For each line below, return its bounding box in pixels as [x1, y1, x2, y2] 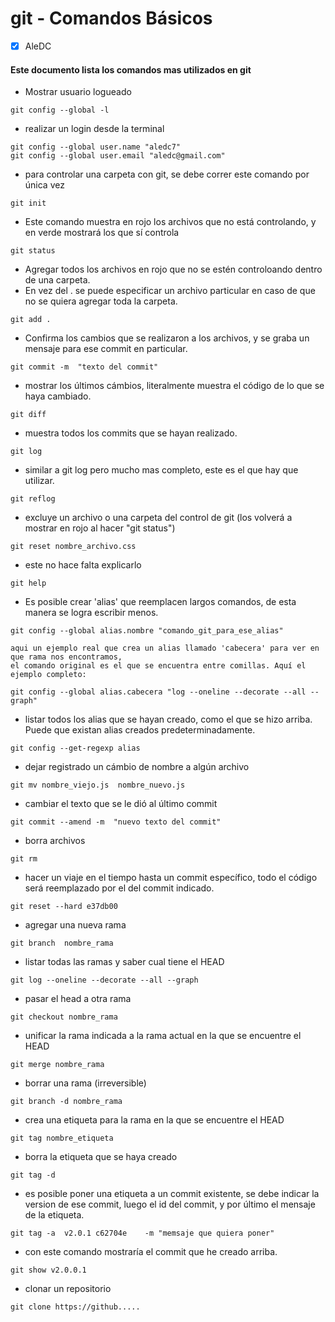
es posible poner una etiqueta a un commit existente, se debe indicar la [24, 1188, 320, 1200]
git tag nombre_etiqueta [10, 1133, 114, 1144]
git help [10, 578, 47, 589]
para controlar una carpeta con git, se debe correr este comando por [24, 168, 310, 181]
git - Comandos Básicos [10, 7, 213, 30]
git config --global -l [10, 105, 110, 116]
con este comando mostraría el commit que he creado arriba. [24, 1246, 278, 1258]
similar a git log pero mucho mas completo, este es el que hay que [24, 464, 299, 476]
